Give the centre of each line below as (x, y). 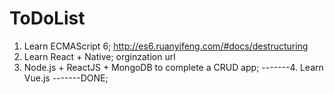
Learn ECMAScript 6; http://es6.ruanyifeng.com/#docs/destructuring (166, 46)
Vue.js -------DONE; (66, 78)
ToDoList (47, 18)
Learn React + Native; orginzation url (99, 56)
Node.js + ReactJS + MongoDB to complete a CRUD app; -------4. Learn (173, 67)
